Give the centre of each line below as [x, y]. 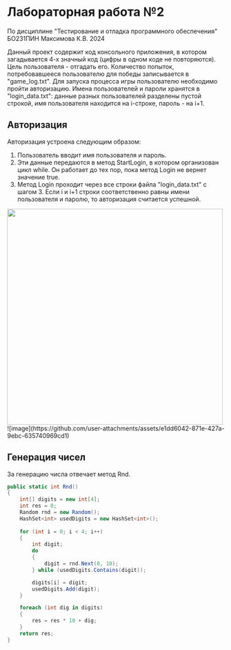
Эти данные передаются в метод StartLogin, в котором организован [118, 162]
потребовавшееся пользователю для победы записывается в [98, 74]
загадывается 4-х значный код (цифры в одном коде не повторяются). [111, 59]
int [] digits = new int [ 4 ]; [60, 499]
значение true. [39, 177]
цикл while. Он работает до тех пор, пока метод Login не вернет [112, 169]
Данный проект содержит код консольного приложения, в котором [107, 52]
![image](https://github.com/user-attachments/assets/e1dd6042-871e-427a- [116, 428]
